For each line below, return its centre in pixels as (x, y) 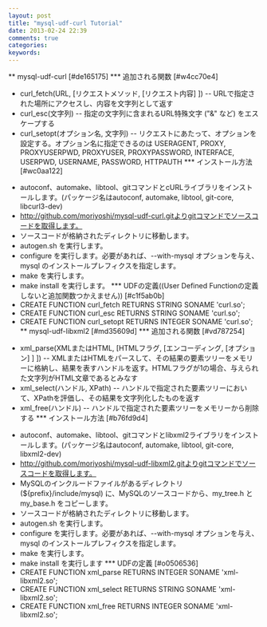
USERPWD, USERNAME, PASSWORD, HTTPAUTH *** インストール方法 (136, 162)
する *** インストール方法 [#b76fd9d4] (84, 418)
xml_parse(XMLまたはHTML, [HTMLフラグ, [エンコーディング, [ (124, 348)
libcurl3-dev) (41, 206)
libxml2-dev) (41, 454)
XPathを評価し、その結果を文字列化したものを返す (117, 398)
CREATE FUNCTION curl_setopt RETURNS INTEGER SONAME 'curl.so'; (136, 321)
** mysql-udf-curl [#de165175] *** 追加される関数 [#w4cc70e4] (113, 76)
